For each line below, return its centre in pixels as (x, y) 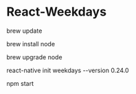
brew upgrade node (34, 57)
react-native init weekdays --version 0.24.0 (68, 70)
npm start (20, 83)
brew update (24, 31)
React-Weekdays (57, 12)
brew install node (31, 44)
